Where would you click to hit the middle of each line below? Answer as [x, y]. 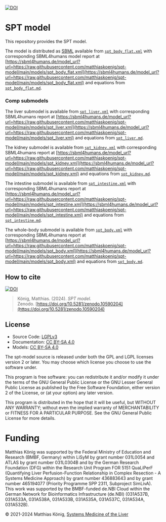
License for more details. [30, 418]
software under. [21, 367]
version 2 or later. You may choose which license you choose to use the [78, 362]
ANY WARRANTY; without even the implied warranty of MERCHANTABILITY [82, 407]
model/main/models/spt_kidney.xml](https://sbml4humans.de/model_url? [80, 163]
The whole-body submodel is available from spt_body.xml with [69, 230]
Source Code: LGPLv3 [35, 337]
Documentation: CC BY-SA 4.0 [43, 342]
